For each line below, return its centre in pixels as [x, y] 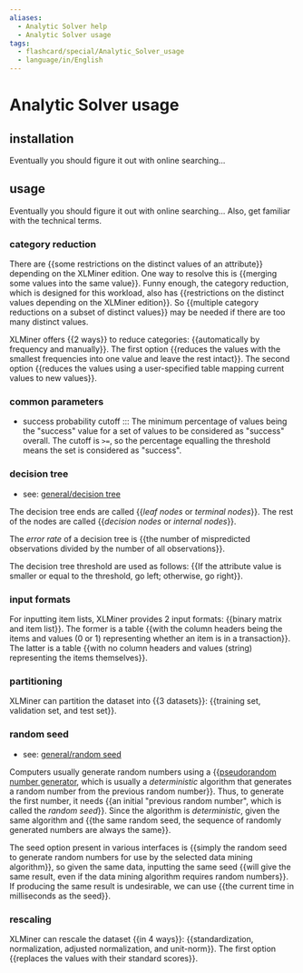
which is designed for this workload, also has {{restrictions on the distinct [147, 293]
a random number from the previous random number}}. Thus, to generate [147, 791]
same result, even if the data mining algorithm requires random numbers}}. [149, 876]
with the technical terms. [56, 220]
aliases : [26, 18]
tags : [20, 43]
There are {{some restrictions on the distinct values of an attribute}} [136, 264]
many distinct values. [49, 322]
